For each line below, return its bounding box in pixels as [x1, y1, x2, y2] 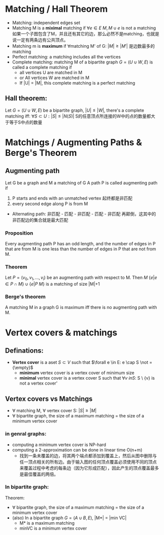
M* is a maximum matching [19, 520, 75, 526]
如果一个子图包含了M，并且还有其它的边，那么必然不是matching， [12, 30, 147, 36]
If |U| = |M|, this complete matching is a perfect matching [19, 80, 136, 86]
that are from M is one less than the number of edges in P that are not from [5, 246, 157, 252]
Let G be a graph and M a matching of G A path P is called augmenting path [5, 179, 158, 185]
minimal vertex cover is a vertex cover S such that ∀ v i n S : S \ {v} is [19, 375, 155, 381]
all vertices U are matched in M [19, 69, 82, 75]
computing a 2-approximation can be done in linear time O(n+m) [12, 446, 142, 453]
